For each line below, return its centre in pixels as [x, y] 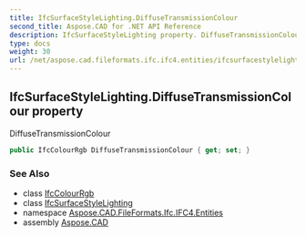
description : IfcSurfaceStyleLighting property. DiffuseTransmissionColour [156, 35]
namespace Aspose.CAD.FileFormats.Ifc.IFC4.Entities [122, 212]
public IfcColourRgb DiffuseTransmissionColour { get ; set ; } [130, 150]
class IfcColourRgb [58, 193]
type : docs [30, 43]
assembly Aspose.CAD [66, 222]
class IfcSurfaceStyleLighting [78, 202]
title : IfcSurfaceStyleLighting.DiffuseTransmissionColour [124, 18]
